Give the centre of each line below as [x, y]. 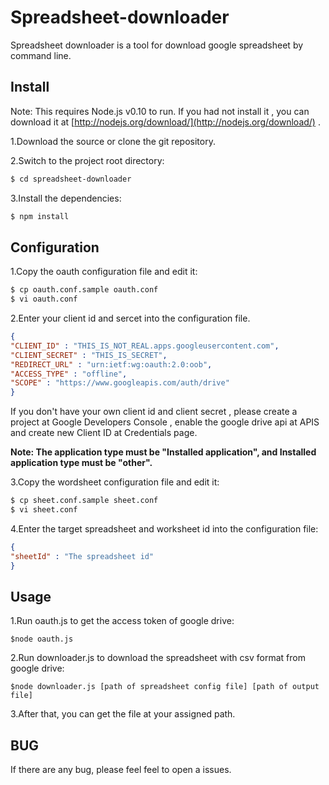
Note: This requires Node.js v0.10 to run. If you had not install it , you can [160, 111]
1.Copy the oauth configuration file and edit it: [104, 272]
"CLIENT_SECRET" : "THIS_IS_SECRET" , [89, 355]
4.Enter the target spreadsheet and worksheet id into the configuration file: [164, 528]
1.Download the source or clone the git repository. [113, 141]
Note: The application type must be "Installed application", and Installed [163, 452]
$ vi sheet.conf [44, 510]
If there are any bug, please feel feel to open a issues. [121, 770]
